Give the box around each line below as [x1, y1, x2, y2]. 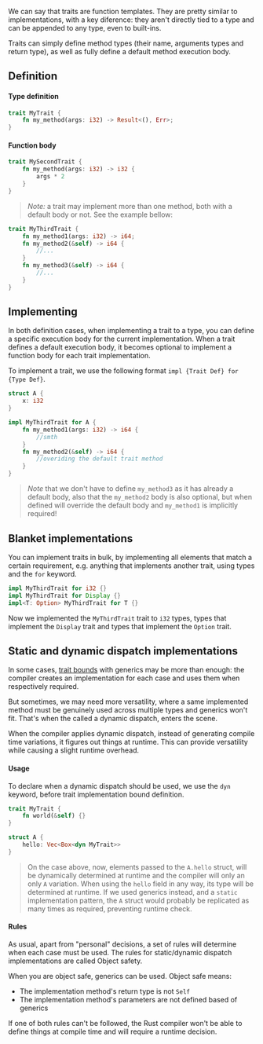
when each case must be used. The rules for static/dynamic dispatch [8, 948, 232, 958]
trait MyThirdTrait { [8, 225, 79, 233]
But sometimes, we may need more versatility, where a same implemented [8, 697, 249, 706]
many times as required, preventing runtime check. [27, 903, 192, 914]
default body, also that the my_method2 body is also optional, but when [27, 493, 253, 502]
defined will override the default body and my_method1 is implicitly [27, 500, 238, 510]
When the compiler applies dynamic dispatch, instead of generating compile [8, 729, 255, 738]
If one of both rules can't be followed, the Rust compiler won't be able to [8, 1019, 243, 1028]
